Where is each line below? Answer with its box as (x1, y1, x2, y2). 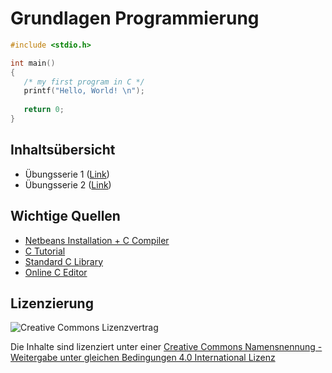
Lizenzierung (10, 295, 94, 312)
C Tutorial (24, 245, 66, 257)
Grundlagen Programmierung (10, 7, 260, 30)
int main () (10, 58, 56, 68)
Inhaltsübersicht (10, 142, 116, 159)
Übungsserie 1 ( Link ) (24, 168, 110, 180)
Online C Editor (24, 266, 88, 278)
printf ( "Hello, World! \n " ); (23, 86, 145, 96)
